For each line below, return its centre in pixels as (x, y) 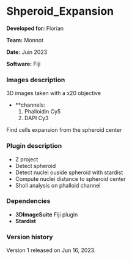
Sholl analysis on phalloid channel (58, 185)
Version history (30, 237)
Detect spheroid (35, 166)
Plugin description (34, 146)
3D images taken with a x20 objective (54, 93)
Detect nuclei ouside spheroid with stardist (69, 172)
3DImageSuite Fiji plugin (46, 214)
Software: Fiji (24, 64)
